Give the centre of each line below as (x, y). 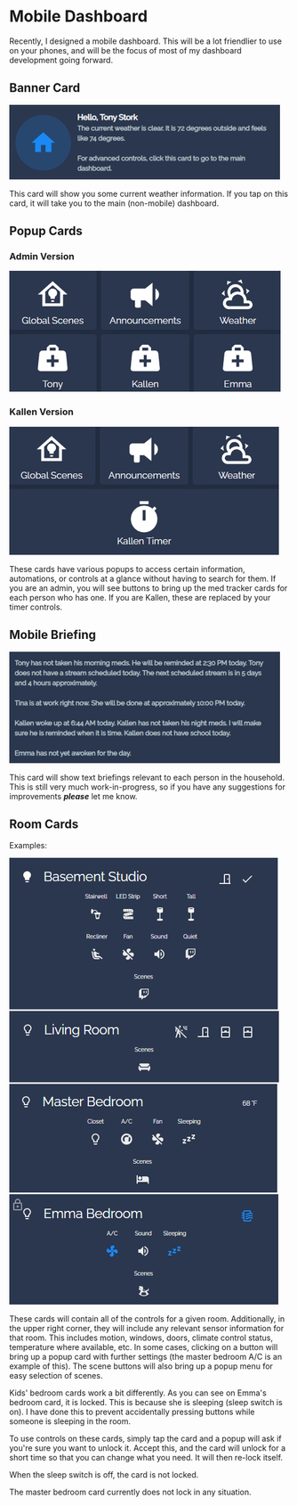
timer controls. (36, 607)
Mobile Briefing (52, 635)
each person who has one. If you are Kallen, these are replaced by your (140, 597)
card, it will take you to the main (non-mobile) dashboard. (114, 203)
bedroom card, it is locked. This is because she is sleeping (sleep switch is (146, 1403)
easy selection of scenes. (56, 1376)
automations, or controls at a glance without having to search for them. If (143, 578)
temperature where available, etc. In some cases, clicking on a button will (144, 1347)
